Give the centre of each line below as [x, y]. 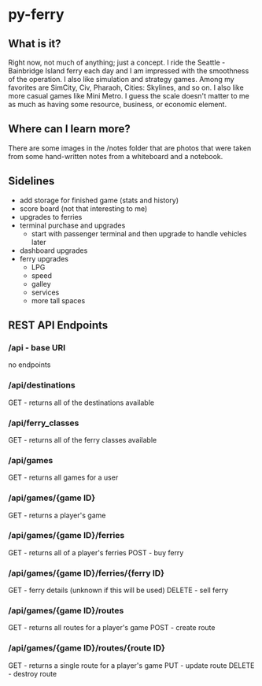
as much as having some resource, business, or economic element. [117, 104]
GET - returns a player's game [57, 515]
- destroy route [33, 673]
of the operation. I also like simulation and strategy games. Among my [121, 79]
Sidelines [31, 182]
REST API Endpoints [58, 326]
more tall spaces [58, 300]
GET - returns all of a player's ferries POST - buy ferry [96, 552]
